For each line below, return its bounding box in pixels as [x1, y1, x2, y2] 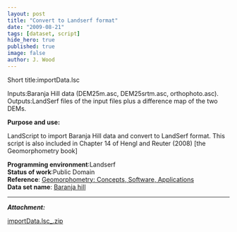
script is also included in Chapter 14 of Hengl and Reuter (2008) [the [7, 139, 206, 147]
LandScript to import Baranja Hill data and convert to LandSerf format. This [7, 131, 226, 140]
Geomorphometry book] [7, 146, 78, 155]
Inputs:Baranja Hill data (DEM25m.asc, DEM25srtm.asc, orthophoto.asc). [7, 89, 219, 97]
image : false [7, 50, 46, 57]
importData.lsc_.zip [7, 216, 63, 225]
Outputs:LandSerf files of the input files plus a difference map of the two [7, 97, 219, 105]
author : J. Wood [7, 56, 55, 63]
